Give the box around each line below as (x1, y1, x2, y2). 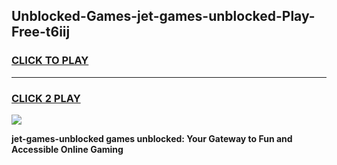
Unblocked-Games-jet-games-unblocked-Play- (11, 8, 316, 25)
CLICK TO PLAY (11, 54, 89, 68)
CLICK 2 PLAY (11, 91, 81, 105)
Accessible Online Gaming (11, 143, 124, 155)
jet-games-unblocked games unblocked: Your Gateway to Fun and (11, 132, 293, 144)
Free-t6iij (11, 24, 71, 41)
